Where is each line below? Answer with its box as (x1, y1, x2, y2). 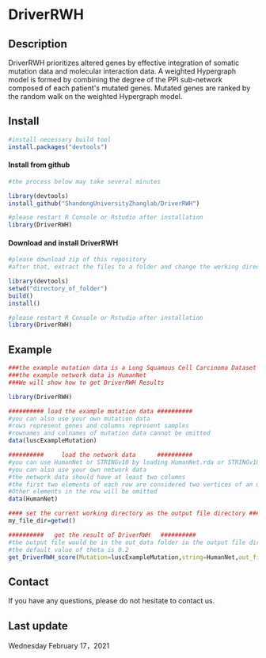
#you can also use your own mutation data (8, 414, 150, 423)
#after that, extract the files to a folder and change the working (8, 263, 239, 271)
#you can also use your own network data (8, 466, 147, 474)
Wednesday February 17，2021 (8, 641, 110, 651)
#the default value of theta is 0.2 (8, 546, 129, 553)
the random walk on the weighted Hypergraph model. (8, 92, 183, 101)
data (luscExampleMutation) (8, 437, 97, 445)
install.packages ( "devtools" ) (8, 143, 108, 151)
